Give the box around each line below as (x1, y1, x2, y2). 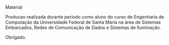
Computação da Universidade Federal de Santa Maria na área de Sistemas (5, 19, 161, 25)
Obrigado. (5, 34, 26, 40)
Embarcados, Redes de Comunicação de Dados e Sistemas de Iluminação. (5, 24, 161, 30)
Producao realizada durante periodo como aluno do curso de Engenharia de (5, 14, 164, 19)
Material (5, 4, 23, 10)
